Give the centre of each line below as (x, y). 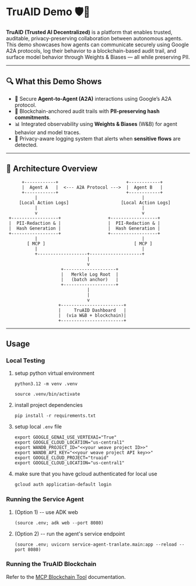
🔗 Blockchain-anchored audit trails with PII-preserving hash (87, 111)
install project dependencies (48, 405)
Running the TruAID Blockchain (51, 564)
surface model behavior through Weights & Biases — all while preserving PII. (98, 57)
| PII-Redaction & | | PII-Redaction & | (84, 223)
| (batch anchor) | (90, 279)
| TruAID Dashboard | (92, 310)
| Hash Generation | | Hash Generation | (84, 228)
